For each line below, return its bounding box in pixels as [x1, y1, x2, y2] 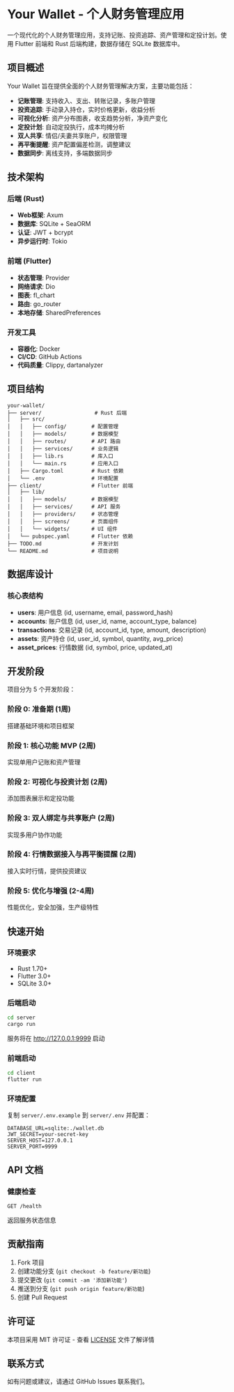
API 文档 [7, 1164, 44, 1176]
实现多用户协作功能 [7, 831, 63, 839]
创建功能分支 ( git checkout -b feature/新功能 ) [17, 1266, 151, 1275]
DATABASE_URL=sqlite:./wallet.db [7, 1125, 104, 1132]
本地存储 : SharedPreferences [17, 308, 101, 317]
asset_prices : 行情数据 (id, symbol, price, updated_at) [17, 643, 173, 651]
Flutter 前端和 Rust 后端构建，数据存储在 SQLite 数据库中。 [15, 39, 184, 47]
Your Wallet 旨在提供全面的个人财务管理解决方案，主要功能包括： [7, 82, 194, 90]
